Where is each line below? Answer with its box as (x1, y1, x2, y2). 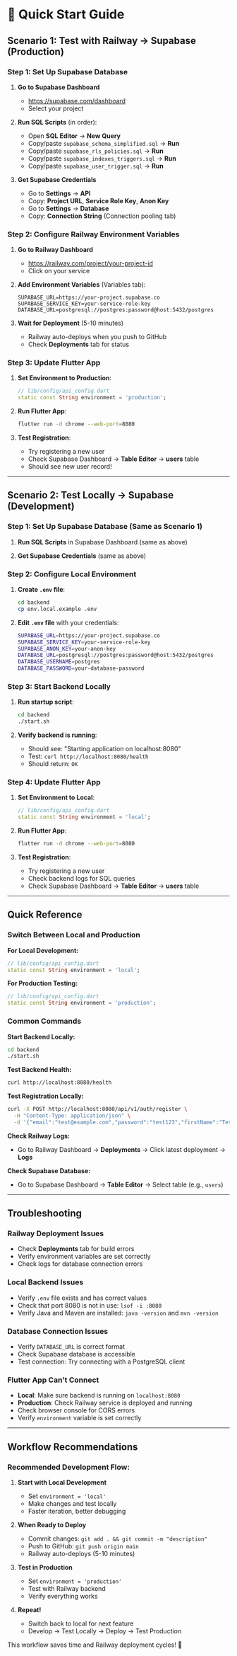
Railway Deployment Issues (7, 1228, 104, 1238)
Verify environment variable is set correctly (17, 1414, 142, 1422)
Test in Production (17, 1563, 73, 1572)
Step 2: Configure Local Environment (7, 569, 137, 579)
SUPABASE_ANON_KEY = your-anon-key (17, 645, 116, 652)
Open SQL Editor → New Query (28, 131, 121, 140)
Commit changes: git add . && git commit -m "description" (28, 1534, 208, 1543)
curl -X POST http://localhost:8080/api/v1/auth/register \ (7, 1106, 188, 1113)
